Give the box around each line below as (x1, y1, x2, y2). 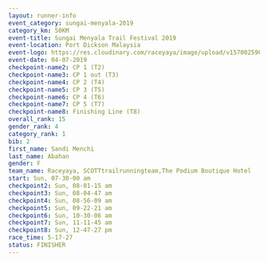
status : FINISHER (8, 241, 66, 249)
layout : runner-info (8, 11, 77, 20)
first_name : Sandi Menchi (8, 145, 94, 153)
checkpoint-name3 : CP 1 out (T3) (8, 71, 120, 79)
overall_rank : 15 (8, 115, 66, 123)
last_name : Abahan (8, 152, 69, 160)
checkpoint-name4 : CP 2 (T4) (8, 78, 105, 86)
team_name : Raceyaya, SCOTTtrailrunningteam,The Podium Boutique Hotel (8, 167, 251, 175)
